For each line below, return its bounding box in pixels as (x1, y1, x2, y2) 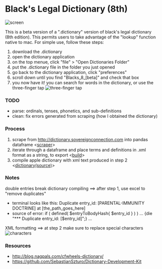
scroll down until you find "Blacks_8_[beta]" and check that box (12, 74, 140, 80)
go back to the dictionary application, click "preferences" (12, 69, 127, 75)
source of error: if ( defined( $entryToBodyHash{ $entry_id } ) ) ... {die (12, 210, 152, 216)
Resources (5, 242, 31, 249)
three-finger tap (12, 85, 45, 90)
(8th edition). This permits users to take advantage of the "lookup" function (5, 34, 156, 40)
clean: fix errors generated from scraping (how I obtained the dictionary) (12, 113, 158, 119)
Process (5, 126, 25, 132)
